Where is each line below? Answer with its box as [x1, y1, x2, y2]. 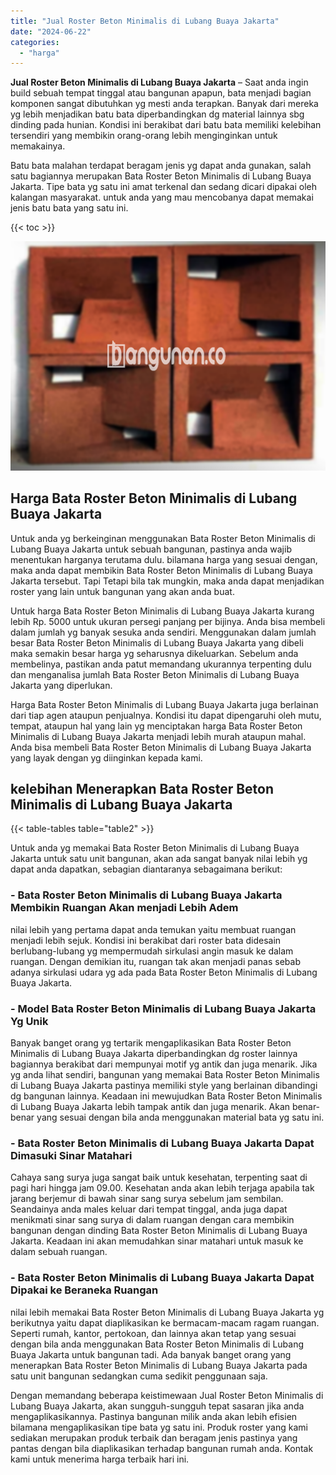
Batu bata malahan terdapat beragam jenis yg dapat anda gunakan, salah [10, 160, 312, 172]
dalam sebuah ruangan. [10, 1246, 108, 1258]
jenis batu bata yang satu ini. [10, 202, 129, 214]
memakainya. [10, 140, 66, 152]
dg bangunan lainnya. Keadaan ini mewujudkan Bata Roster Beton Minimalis [10, 1090, 323, 1102]
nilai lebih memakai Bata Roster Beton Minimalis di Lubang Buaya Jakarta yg [10, 1306, 325, 1318]
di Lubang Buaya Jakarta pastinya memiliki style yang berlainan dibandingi [10, 1080, 318, 1091]
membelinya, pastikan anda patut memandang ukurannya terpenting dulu [10, 658, 312, 670]
